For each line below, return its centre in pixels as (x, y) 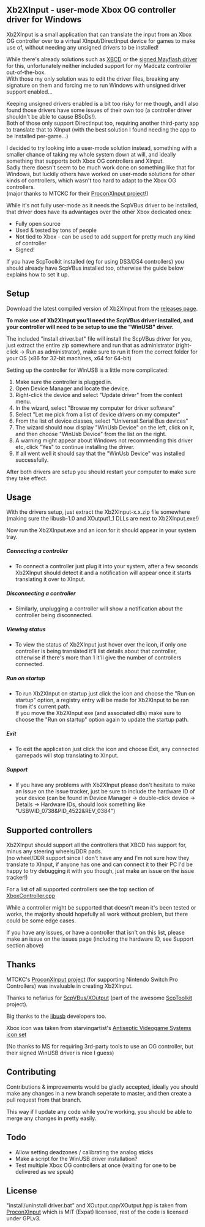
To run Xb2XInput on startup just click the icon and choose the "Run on (105, 694)
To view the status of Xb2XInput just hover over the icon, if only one (101, 645)
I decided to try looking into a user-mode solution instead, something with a (102, 148)
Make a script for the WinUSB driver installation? (76, 1158)
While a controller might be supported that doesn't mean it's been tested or (101, 908)
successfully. (32, 460)
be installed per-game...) (37, 136)
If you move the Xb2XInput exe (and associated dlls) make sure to (98, 713)
